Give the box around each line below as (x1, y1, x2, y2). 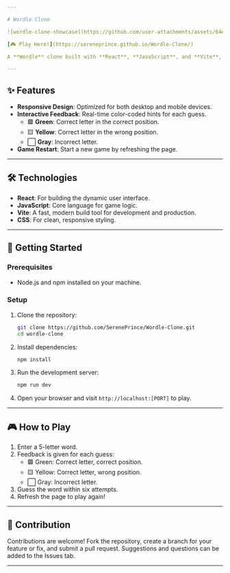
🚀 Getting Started (7, 242, 83, 254)
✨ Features (7, 84, 55, 96)
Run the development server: (16, 368, 99, 377)
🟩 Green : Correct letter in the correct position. (27, 118, 159, 126)
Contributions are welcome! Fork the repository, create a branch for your (7, 537, 212, 545)
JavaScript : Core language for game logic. (16, 201, 138, 209)
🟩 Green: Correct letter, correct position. (27, 458, 143, 466)
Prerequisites (7, 263, 53, 272)
